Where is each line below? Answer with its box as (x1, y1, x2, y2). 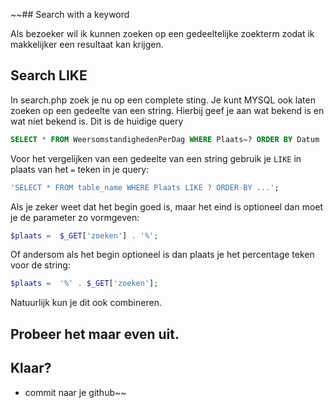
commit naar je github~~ (24, 386, 127, 398)
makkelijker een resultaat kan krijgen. (10, 39, 164, 50)
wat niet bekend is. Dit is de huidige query (10, 115, 184, 127)
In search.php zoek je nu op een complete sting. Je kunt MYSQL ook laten (10, 94, 316, 106)
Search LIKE (10, 67, 88, 84)
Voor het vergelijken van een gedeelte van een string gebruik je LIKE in (10, 152, 302, 164)
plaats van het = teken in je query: (10, 163, 150, 175)
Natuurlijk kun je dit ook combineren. (10, 297, 162, 309)
